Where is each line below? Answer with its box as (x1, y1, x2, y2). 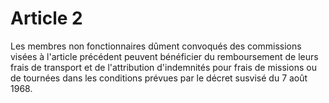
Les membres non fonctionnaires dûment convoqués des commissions (10, 40, 302, 52)
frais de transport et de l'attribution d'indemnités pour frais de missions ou (10, 61, 317, 73)
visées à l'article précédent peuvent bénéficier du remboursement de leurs (10, 50, 319, 62)
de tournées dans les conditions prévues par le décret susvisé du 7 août (10, 72, 308, 84)
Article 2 (10, 7, 83, 30)
